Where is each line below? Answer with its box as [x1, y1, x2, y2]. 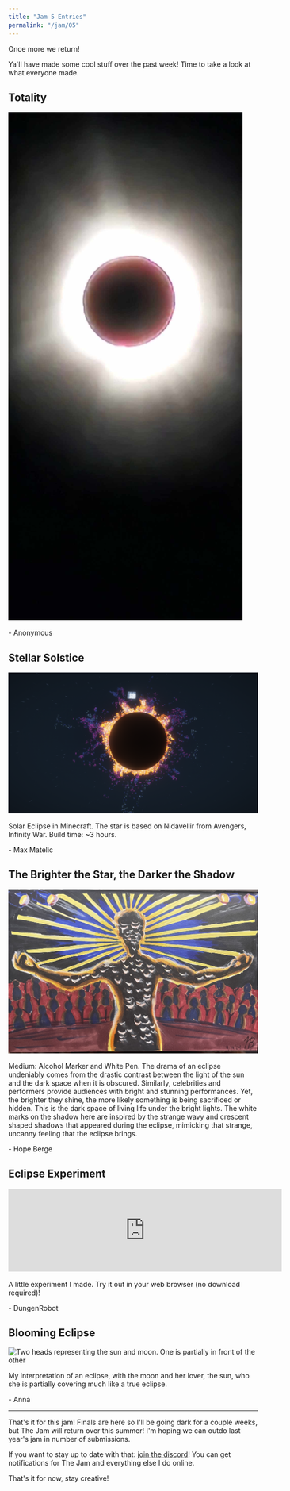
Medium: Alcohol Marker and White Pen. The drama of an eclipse [8, 1061, 222, 1070]
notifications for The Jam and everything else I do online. [8, 1458, 195, 1468]
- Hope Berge [8, 1143, 53, 1154]
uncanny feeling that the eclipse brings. [8, 1128, 138, 1138]
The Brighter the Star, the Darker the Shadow [8, 868, 235, 882]
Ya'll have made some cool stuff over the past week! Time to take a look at [8, 60, 251, 69]
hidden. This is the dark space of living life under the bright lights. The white [8, 1103, 258, 1112]
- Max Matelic [8, 845, 54, 855]
